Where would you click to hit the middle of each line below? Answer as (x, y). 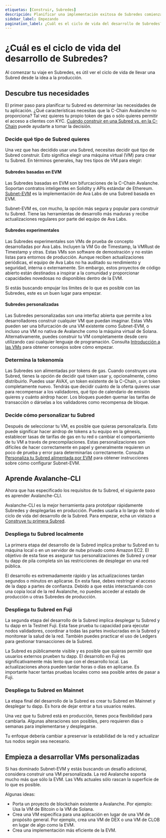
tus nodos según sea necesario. (38, 741)
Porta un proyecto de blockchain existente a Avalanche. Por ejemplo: (82, 804)
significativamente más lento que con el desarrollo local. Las (67, 661)
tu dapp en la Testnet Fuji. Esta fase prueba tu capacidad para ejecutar (77, 625)
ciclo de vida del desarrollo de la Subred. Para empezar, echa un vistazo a (81, 516)
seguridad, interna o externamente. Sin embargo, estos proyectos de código (83, 267)
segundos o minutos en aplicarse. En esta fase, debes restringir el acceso (80, 580)
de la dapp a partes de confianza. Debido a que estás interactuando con (79, 586)
